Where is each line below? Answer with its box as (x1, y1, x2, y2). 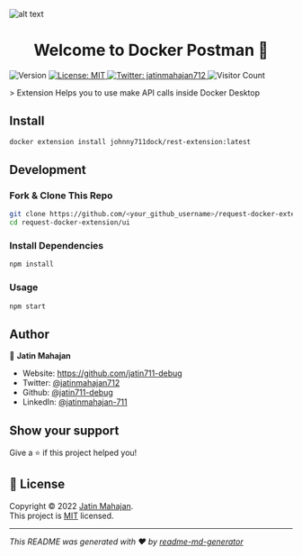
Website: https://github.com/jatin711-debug (22, 368, 182, 378)
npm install (9, 260, 54, 269)
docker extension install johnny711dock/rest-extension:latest (9, 137, 252, 146)
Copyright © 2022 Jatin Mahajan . (9, 500, 134, 511)
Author (9, 326, 49, 342)
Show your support (9, 423, 120, 438)
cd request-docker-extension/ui (9, 218, 130, 227)
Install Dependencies (9, 239, 104, 251)
